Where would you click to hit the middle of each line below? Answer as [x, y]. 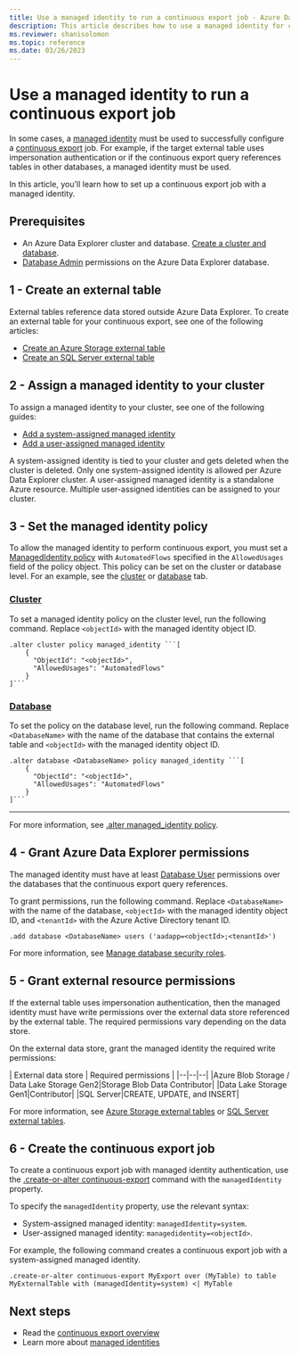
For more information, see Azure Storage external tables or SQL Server [139, 1111]
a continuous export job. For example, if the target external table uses [137, 148]
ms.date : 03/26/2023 [48, 51]
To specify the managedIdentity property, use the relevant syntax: [129, 1206]
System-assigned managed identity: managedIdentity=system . [134, 1224]
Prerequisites [47, 222]
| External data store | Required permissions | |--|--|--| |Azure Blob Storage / [149, 1075]
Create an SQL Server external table [88, 357]
